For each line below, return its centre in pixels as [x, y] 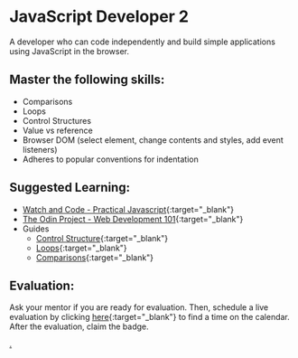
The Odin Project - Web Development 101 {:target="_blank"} [133, 219]
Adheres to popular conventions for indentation [110, 159]
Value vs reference [57, 130]
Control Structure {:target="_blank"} [102, 238]
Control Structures [57, 120]
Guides [36, 229]
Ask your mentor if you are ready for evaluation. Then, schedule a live [139, 307]
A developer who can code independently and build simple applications [142, 42]
